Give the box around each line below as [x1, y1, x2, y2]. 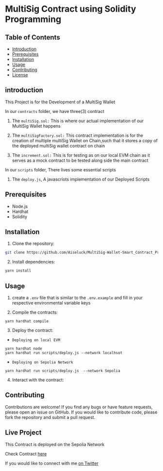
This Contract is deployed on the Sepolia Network [5, 441, 105, 447]
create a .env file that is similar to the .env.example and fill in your [12, 295, 143, 301]
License [12, 72, 28, 77]
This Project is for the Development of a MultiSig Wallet [5, 99, 115, 105]
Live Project [5, 429, 42, 437]
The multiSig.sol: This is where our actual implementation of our [12, 118, 144, 124]
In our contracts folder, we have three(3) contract [5, 108, 104, 114]
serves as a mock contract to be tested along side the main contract [12, 157, 149, 163]
